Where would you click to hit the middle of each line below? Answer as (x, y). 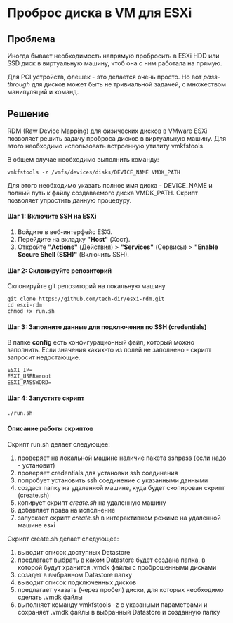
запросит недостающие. (44, 357)
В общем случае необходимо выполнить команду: (83, 159)
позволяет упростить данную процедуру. (69, 200)
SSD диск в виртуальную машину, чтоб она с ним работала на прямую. (115, 63)
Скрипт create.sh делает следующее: (63, 539)
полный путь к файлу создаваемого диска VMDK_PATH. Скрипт (103, 193)
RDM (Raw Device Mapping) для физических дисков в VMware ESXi (107, 131)
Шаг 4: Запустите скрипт (46, 398)
